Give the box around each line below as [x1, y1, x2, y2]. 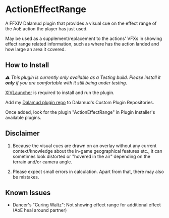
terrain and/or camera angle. [12, 158, 72, 165]
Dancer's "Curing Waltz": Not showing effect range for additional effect [12, 202, 161, 208]
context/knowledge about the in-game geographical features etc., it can [12, 148, 162, 154]
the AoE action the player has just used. [5, 25, 88, 31]
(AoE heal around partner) [12, 207, 67, 213]
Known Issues [5, 188, 51, 197]
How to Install [5, 61, 49, 69]
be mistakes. [12, 173, 39, 180]
